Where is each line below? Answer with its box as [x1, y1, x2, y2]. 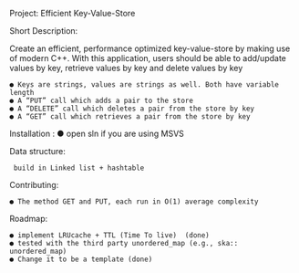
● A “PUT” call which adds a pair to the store [9, 96, 194, 105]
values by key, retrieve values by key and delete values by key [9, 63, 243, 73]
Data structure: [9, 146, 67, 156]
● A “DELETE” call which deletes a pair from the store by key [9, 104, 255, 113]
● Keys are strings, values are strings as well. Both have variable [9, 80, 280, 89]
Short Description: [9, 26, 78, 36]
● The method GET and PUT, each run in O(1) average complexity [9, 197, 259, 206]
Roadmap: [9, 214, 48, 224]
